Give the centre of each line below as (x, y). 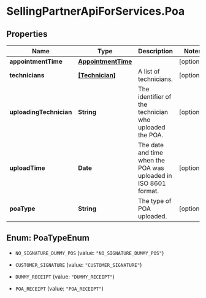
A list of (149, 71)
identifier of (154, 97)
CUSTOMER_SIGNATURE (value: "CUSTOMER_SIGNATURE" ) (78, 264)
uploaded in (155, 176)
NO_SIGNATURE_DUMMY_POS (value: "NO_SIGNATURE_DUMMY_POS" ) (90, 253)
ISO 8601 (152, 183)
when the (151, 160)
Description (155, 51)
